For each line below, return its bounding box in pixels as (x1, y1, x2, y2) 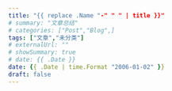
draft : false (8, 70, 52, 78)
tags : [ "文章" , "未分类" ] (8, 33, 85, 42)
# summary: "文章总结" (8, 19, 78, 27)
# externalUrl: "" (8, 41, 69, 49)
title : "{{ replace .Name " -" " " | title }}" (8, 11, 165, 20)
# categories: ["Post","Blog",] (8, 26, 115, 34)
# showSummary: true (8, 48, 77, 56)
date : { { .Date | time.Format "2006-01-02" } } (8, 63, 165, 71)
